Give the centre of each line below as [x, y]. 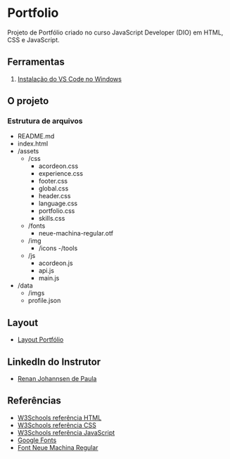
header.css [55, 196]
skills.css [52, 219]
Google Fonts [37, 440]
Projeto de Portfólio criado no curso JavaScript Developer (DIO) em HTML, [115, 32]
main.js [49, 278]
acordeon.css [58, 166]
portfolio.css [57, 211]
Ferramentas [36, 62]
